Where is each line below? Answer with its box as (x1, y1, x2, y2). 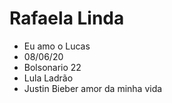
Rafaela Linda (9, 7, 125, 30)
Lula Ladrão (23, 72, 74, 84)
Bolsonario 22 (23, 61, 82, 73)
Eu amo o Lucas (23, 40, 91, 52)
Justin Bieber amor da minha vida (23, 82, 163, 94)
